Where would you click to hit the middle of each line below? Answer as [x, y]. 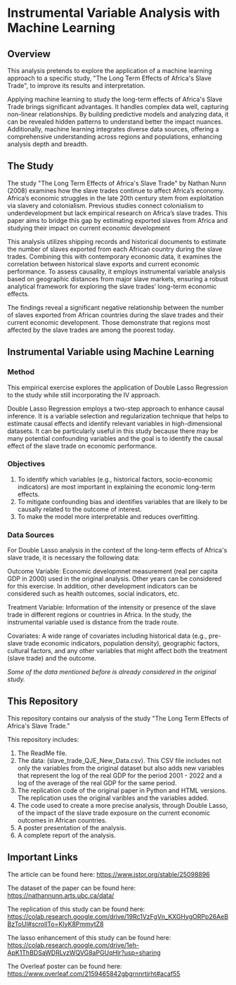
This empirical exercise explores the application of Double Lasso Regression [118, 387]
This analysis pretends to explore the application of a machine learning [110, 71]
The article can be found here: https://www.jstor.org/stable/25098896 [109, 874]
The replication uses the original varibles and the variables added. [113, 798]
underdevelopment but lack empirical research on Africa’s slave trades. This [117, 213]
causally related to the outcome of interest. [80, 509]
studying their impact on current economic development [89, 228]
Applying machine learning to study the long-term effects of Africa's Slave [115, 99]
